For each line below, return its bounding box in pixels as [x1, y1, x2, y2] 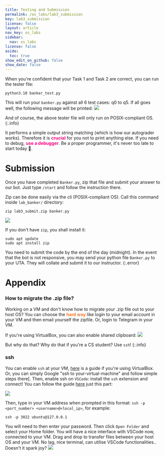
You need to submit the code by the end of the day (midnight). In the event [5, 249, 157, 255]
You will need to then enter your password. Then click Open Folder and [5, 423, 149, 429]
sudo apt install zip [5, 241, 50, 246]
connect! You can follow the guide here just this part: [5, 381, 113, 387]
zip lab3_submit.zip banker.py [5, 209, 70, 214]
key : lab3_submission [5, 16, 50, 21]
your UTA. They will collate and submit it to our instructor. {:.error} [5, 260, 139, 266]
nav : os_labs [9, 40, 37, 45]
